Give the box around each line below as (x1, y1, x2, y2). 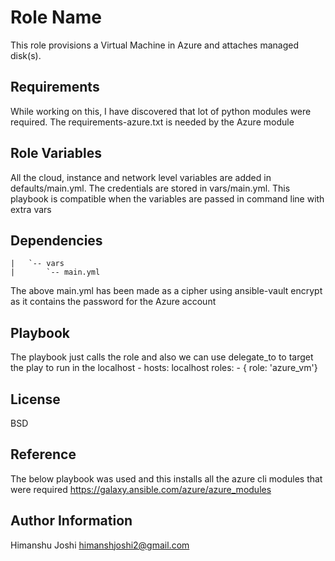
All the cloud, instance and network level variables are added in (10, 171, 272, 183)
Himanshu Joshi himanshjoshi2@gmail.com (10, 539, 190, 551)
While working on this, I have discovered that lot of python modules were (10, 105, 312, 117)
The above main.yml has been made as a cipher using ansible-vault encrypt (10, 285, 323, 297)
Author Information (10, 512, 133, 530)
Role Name (10, 6, 102, 29)
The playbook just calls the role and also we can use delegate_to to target (10, 351, 314, 363)
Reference (10, 446, 77, 463)
